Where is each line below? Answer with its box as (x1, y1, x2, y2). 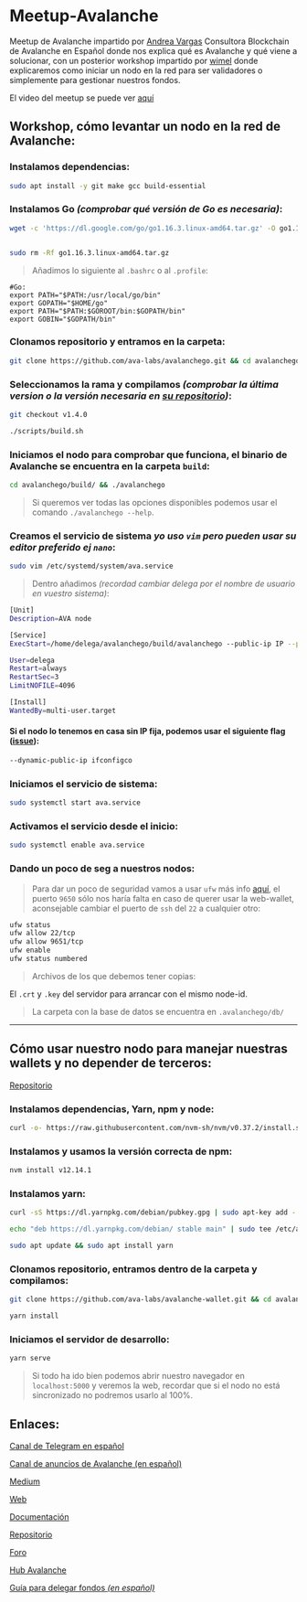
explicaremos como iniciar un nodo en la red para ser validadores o (9, 65, 263, 76)
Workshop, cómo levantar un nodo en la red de (9, 119, 281, 134)
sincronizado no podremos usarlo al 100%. (31, 1390, 194, 1401)
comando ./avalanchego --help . (31, 507, 154, 518)
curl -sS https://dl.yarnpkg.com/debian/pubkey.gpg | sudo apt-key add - (9, 1208, 297, 1217)
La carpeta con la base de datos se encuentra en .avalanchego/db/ (31, 1006, 285, 1017)
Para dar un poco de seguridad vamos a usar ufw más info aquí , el (31, 883, 281, 894)
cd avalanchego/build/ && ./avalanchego (9, 481, 166, 490)
